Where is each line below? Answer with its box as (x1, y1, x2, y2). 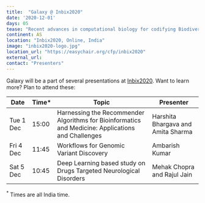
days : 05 (6, 20, 29, 26)
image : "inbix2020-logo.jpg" (6, 43, 81, 50)
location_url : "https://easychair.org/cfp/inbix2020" (6, 49, 146, 55)
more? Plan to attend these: (6, 83, 76, 90)
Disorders (57, 174, 85, 182)
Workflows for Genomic (57, 141, 125, 150)
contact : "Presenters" (6, 60, 64, 66)
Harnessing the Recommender (57, 108, 145, 117)
